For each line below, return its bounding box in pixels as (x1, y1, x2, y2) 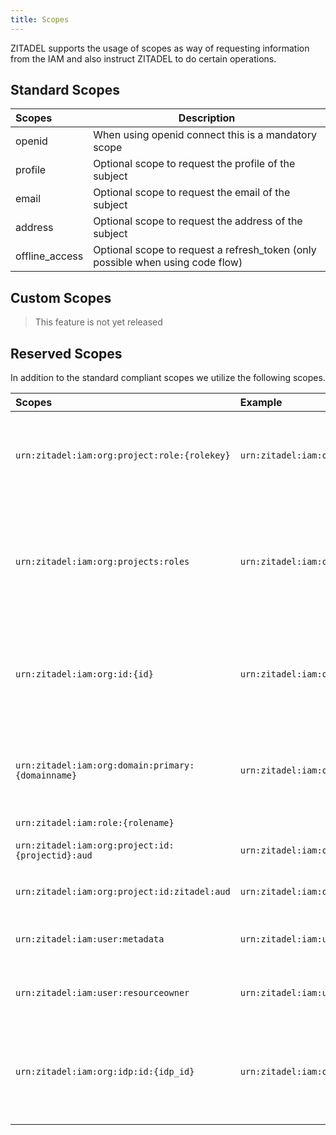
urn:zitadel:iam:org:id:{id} (15, 669, 154, 680)
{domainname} (15, 770, 78, 781)
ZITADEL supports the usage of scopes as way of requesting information (10, 42, 310, 54)
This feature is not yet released (34, 316, 163, 328)
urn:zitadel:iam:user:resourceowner (15, 987, 190, 999)
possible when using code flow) (93, 256, 243, 270)
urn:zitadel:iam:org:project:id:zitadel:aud (15, 886, 231, 898)
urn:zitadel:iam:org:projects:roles (15, 556, 190, 568)
